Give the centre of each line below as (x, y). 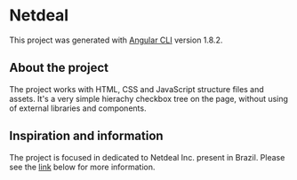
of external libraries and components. (78, 108)
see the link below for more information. (82, 167)
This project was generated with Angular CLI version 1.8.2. (116, 40)
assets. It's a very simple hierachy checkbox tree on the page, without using (149, 98)
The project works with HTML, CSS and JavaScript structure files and (136, 89)
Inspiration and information (86, 136)
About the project (59, 68)
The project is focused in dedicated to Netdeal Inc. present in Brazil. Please (147, 157)
